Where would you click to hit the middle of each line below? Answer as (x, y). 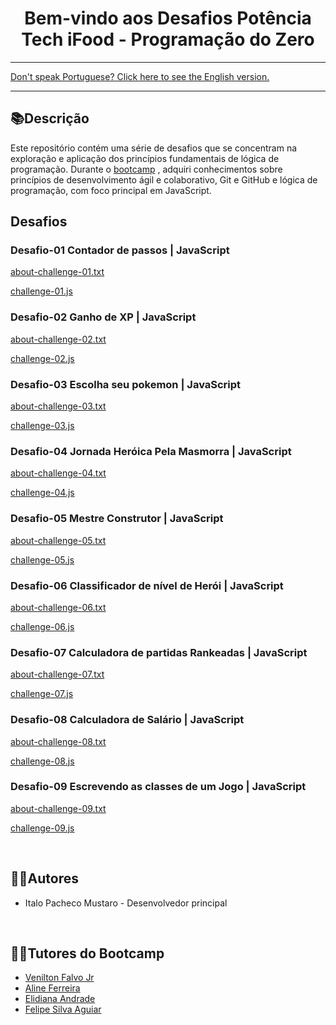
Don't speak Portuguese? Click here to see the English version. (140, 76)
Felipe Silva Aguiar (63, 1009)
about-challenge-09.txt (58, 808)
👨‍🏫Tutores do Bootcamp (87, 953)
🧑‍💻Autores (44, 878)
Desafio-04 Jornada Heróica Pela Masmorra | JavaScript (151, 451)
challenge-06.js (42, 626)
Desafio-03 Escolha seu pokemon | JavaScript (126, 384)
